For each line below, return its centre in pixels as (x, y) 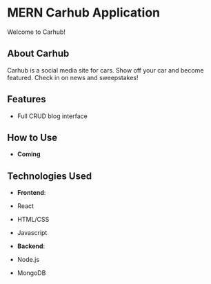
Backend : (31, 246)
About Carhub (38, 54)
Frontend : (31, 193)
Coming (29, 154)
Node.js (28, 260)
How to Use (32, 137)
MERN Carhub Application (84, 13)
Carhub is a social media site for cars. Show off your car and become (105, 70)
